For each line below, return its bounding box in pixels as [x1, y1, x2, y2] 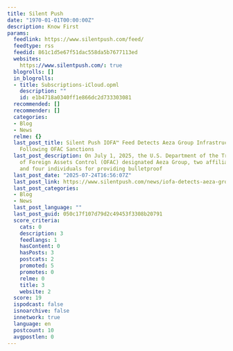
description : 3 [19, 230, 64, 237]
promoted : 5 [19, 262, 54, 269]
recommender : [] [13, 107, 60, 114]
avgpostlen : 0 [13, 333, 54, 341]
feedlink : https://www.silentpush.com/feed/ [13, 36, 144, 43]
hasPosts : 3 [19, 250, 54, 256]
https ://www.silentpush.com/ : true [19, 62, 123, 69]
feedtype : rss [13, 42, 54, 49]
